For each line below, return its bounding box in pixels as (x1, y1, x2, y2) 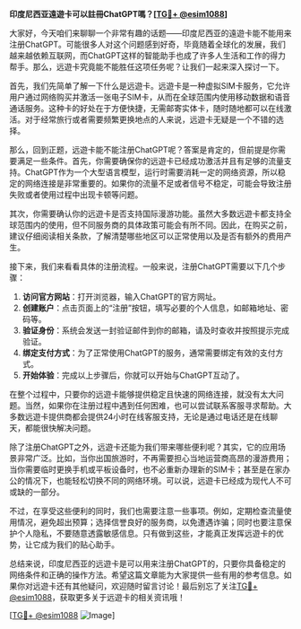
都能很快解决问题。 (24, 423, 96, 433)
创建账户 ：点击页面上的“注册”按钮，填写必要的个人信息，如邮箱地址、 (21, 302, 281, 313)
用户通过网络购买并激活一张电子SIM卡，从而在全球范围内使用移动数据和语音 (9, 92, 291, 102)
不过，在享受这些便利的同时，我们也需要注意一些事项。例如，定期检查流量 (9, 506, 284, 516)
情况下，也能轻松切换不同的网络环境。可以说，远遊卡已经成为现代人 (24, 476, 276, 485)
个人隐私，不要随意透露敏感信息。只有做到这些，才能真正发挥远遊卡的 (16, 529, 276, 538)
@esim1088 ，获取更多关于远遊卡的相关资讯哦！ (9, 592, 186, 602)
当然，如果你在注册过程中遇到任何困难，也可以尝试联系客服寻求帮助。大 (24, 400, 292, 411)
